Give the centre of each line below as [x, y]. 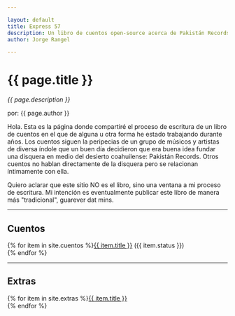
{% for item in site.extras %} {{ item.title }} [67, 298]
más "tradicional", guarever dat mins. [60, 200]
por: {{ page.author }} [38, 114]
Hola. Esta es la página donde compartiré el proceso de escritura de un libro [117, 127]
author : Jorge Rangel [39, 39]
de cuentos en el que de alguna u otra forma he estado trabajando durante [115, 135]
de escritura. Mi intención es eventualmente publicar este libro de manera [113, 193]
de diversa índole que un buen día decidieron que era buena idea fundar [112, 149]
